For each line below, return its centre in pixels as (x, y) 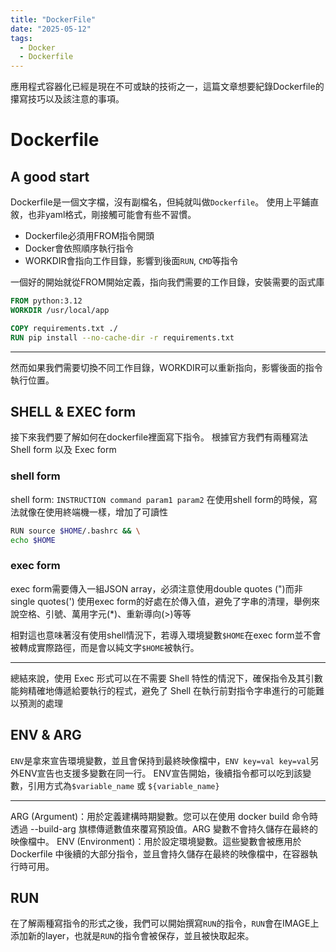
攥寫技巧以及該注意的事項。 (67, 99)
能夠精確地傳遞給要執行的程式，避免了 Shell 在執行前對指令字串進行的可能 (163, 690)
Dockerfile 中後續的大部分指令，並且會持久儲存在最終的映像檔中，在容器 (160, 853)
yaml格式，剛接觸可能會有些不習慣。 (120, 215)
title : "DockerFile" (53, 19)
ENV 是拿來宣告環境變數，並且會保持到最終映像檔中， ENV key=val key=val (160, 760)
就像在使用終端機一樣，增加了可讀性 (93, 512)
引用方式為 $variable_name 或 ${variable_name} (123, 785)
